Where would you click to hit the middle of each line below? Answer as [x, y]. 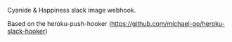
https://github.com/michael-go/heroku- [168, 23]
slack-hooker [26, 31]
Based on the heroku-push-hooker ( [59, 23]
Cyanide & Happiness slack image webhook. [72, 10]
